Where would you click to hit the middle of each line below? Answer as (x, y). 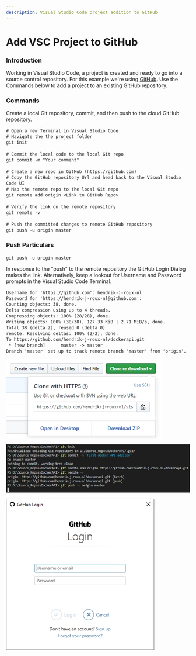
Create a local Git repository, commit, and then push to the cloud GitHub (93, 113)
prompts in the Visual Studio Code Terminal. (59, 281)
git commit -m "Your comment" (43, 160)
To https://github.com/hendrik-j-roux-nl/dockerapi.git (75, 339)
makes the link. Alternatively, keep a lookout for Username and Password (94, 275)
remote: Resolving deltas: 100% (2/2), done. (62, 333)
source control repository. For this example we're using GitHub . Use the (92, 80)
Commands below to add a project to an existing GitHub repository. (87, 85)
